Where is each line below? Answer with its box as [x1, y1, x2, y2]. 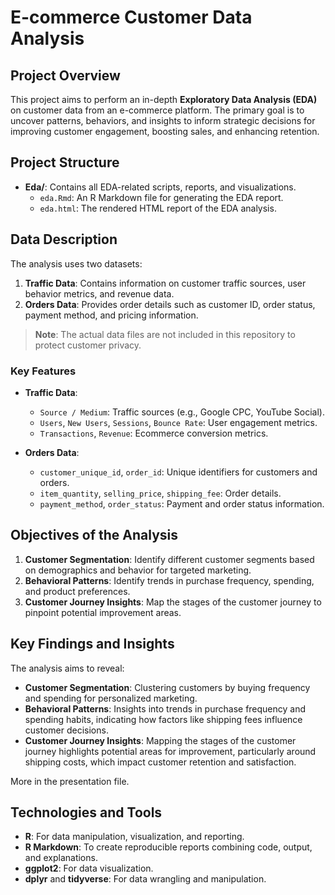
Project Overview [10, 67, 121, 84]
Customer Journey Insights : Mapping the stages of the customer [24, 734, 297, 746]
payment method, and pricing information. [24, 309, 199, 321]
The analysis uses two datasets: [10, 257, 143, 270]
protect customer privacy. [34, 339, 142, 351]
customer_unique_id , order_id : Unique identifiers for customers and [39, 466, 318, 478]
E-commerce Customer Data [10, 6, 253, 29]
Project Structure [10, 154, 120, 171]
